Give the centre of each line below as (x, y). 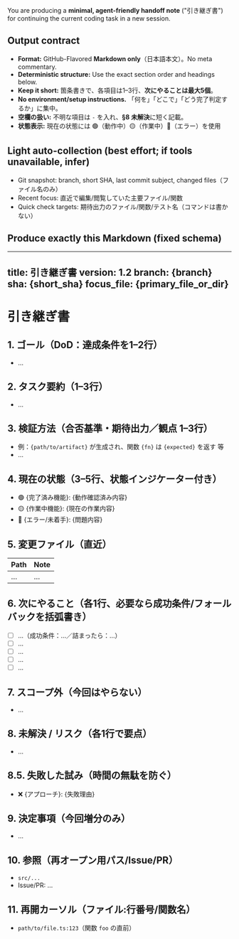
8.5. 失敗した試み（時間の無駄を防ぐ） (92, 776)
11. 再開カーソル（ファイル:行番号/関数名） (101, 910)
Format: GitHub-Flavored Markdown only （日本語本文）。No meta (115, 58)
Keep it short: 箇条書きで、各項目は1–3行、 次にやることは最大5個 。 (117, 90)
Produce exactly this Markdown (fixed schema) (115, 238)
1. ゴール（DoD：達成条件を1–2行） (85, 345)
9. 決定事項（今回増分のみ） (69, 819)
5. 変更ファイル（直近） (59, 544)
